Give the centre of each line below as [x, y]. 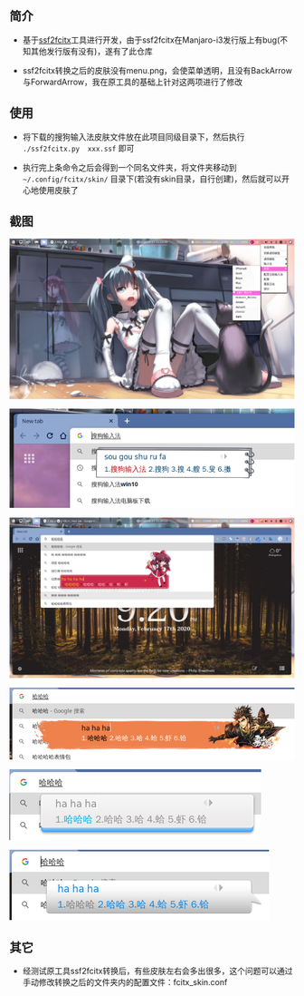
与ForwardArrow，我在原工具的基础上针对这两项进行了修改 [133, 82]
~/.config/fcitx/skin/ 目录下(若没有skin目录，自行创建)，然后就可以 [152, 179]
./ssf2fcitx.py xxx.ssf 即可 [78, 148]
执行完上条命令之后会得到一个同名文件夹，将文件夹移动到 [129, 167]
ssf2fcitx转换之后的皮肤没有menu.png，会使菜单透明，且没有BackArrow [157, 70]
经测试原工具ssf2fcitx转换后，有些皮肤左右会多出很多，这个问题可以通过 [157, 971]
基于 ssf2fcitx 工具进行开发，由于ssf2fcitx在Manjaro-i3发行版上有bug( [151, 40]
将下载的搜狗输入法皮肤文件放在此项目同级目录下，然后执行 [133, 137]
